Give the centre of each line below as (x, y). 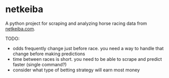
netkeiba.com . (20, 28)
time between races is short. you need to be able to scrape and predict (87, 59)
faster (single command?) (40, 64)
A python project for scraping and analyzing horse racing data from (76, 23)
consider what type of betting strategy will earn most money (76, 70)
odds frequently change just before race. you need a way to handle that (88, 48)
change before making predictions (49, 54)
